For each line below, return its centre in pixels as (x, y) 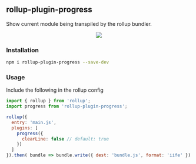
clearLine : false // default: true (65, 139)
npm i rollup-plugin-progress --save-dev (58, 62)
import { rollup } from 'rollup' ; (49, 101)
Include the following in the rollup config (55, 90)
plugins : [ (25, 128)
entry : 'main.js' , (34, 122)
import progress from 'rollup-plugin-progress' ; (67, 106)
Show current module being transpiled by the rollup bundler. (79, 24)
